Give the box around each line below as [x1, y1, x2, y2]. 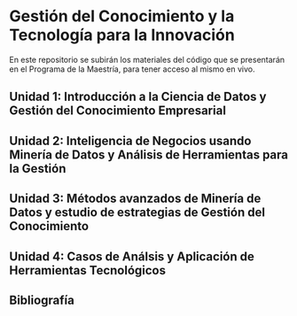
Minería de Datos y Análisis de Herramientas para [9, 147, 288, 162]
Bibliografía [9, 292, 75, 307]
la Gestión [9, 161, 66, 176]
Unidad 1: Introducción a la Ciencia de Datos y [9, 89, 267, 104]
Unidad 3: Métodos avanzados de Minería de [9, 191, 262, 206]
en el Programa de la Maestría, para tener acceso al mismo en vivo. [9, 64, 255, 74]
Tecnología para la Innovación [9, 25, 235, 45]
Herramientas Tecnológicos [9, 263, 167, 278]
